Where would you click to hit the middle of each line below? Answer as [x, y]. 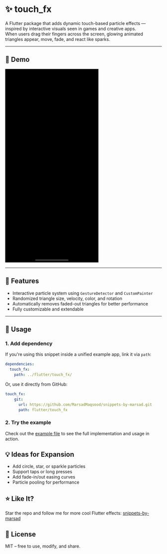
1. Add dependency [29, 343]
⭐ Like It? [20, 498]
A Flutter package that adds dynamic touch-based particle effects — [76, 23]
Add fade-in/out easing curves [44, 477]
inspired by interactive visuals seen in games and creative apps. [71, 28]
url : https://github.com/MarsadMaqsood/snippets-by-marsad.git [85, 405]
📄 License [21, 534]
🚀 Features [22, 281]
